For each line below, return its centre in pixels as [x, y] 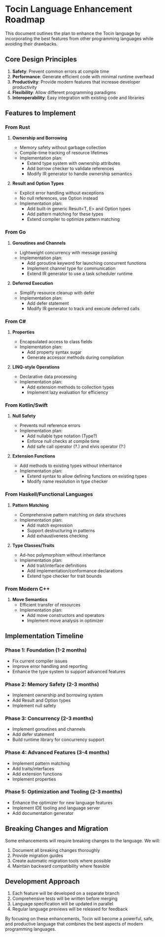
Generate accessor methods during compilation [75, 358]
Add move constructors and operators [66, 615]
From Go [16, 232]
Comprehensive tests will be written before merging [65, 898]
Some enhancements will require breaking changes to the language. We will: [83, 841]
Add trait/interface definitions [57, 565]
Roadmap [25, 20]
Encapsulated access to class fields [56, 342]
